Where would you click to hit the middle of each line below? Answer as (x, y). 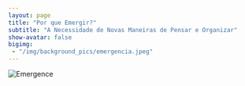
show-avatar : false (40, 37)
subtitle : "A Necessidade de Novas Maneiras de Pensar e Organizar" (123, 30)
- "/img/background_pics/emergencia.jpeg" (82, 52)
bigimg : (21, 45)
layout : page (30, 15)
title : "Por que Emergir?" (52, 23)
